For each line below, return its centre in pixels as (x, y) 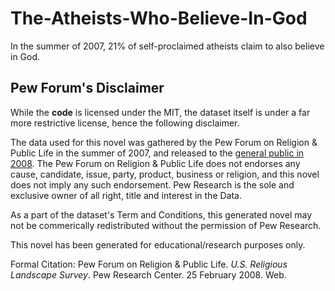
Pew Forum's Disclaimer (87, 88)
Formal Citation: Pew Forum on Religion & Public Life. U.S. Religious (149, 264)
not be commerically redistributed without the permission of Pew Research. (166, 225)
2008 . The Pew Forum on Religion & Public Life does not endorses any (155, 163)
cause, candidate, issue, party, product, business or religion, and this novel (165, 174)
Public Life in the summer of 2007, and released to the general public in (157, 153)
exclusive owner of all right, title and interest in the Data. (126, 195)
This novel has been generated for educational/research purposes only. (158, 244)
